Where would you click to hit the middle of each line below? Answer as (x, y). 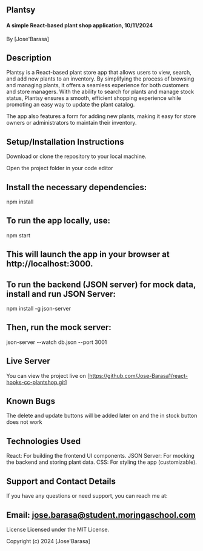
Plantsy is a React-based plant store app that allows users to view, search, (99, 73)
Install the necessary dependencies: (77, 187)
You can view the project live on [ (48, 375)
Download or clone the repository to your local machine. (76, 156)
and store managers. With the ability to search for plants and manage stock (100, 92)
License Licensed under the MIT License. (58, 529)
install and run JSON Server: (61, 294)
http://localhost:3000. (50, 264)
